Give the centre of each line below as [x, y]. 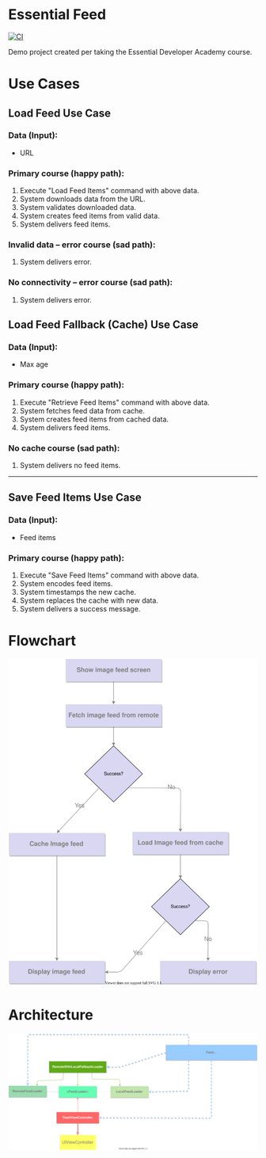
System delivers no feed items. [70, 465]
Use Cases [44, 84]
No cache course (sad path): [64, 448]
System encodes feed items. [66, 583]
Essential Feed [57, 15]
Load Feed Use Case [59, 113]
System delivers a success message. [80, 608]
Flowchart [42, 641]
